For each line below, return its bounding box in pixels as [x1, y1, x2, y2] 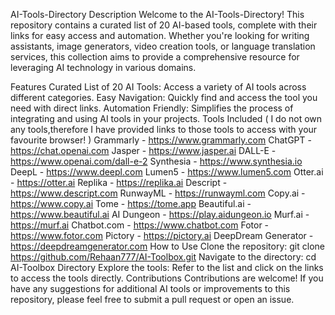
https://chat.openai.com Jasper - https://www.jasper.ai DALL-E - [10, 145, 277, 156]
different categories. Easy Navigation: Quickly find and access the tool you [10, 92, 318, 103]
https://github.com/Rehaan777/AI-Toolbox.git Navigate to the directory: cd [10, 251, 317, 263]
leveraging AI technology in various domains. [10, 62, 197, 73]
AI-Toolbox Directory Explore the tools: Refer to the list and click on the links [10, 262, 324, 273]
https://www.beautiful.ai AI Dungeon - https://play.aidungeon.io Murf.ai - [10, 209, 310, 220]
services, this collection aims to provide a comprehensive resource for [10, 51, 300, 63]
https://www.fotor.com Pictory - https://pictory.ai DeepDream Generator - [10, 230, 314, 241]
